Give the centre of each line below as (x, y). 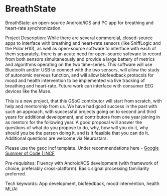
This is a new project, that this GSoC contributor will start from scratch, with (83, 101)
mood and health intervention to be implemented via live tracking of (75, 80)
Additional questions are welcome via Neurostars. (56, 138)
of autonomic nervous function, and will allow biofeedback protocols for (79, 75)
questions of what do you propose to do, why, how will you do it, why (77, 127)
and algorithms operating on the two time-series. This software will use (79, 64)
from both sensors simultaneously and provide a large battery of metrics (80, 59)
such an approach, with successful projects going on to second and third (81, 112)
